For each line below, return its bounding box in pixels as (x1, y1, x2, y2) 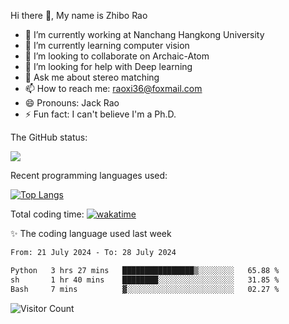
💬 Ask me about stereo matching (24, 71, 160, 83)
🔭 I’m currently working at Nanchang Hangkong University (24, 29, 265, 40)
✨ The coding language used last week (10, 228, 172, 239)
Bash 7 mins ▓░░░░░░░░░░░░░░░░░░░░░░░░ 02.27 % (10, 284, 280, 294)
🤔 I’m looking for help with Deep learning (24, 61, 193, 72)
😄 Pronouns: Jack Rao (24, 97, 120, 109)
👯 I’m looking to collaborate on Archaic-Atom (24, 50, 210, 62)
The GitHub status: (10, 131, 88, 143)
